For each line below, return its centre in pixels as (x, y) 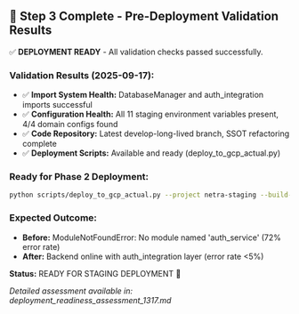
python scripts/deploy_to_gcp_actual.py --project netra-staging (133, 195)
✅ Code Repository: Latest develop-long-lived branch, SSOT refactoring (156, 133)
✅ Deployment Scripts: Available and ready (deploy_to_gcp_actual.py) (151, 153)
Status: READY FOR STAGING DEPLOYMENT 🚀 (95, 273)
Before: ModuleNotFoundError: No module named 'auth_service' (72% (152, 238)
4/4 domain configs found (70, 125)
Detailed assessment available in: (71, 291)
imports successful (57, 105)
